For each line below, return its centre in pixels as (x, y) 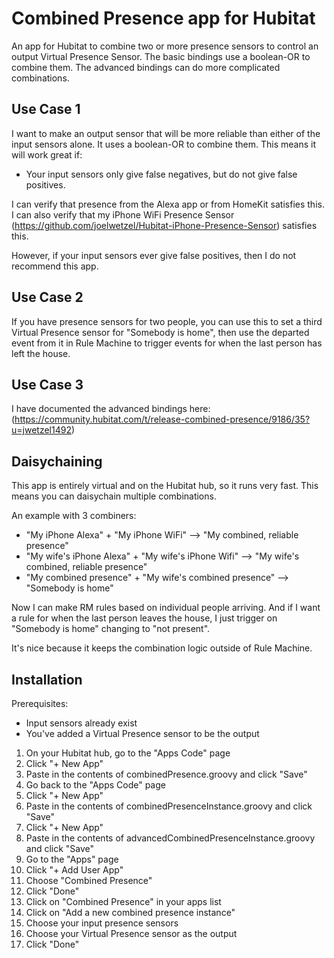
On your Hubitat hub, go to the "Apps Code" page (128, 753)
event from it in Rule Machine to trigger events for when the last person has (167, 343)
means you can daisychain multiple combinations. (114, 496)
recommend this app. (55, 266)
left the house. (41, 353)
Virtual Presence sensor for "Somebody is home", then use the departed (160, 332)
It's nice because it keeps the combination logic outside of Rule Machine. (162, 648)
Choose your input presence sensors (102, 923)
